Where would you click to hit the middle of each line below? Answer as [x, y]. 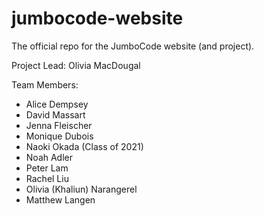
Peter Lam [47, 168]
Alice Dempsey [57, 104]
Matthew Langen [60, 199]
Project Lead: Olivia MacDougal [76, 65]
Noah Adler [49, 157]
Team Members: [45, 84]
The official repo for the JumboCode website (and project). [133, 46]
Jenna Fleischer [59, 125]
